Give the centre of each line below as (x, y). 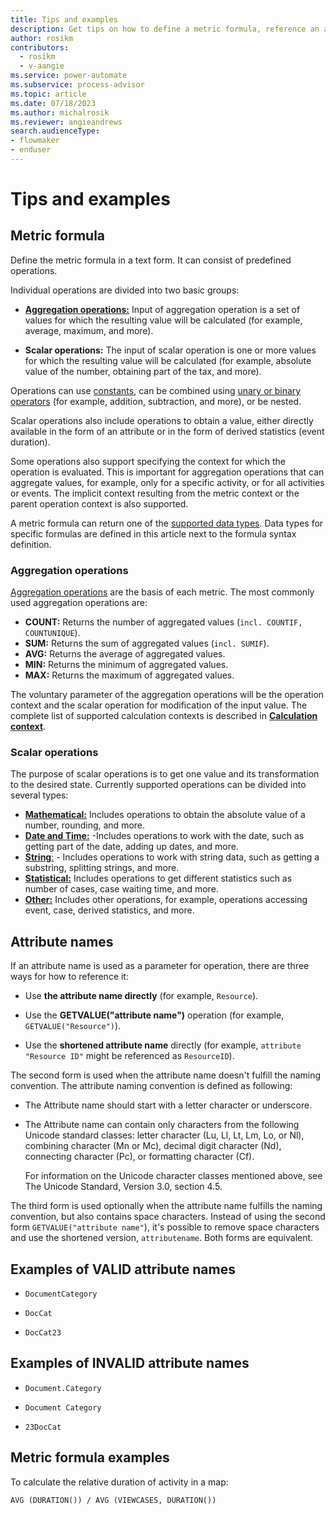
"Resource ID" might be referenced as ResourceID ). (129, 1056)
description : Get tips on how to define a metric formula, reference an (165, 29)
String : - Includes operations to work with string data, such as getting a (172, 857)
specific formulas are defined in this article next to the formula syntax (153, 533)
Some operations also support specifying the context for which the (148, 461)
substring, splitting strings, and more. (102, 868)
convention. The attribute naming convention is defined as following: (151, 1086)
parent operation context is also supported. (99, 503)
